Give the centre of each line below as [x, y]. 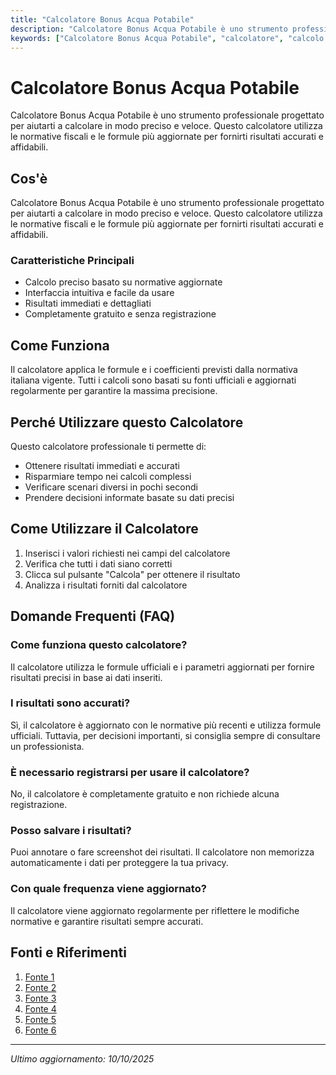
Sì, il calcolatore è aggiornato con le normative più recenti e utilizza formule [166, 725]
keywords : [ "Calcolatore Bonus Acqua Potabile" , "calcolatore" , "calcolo [167, 38]
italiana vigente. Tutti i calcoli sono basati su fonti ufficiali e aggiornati [153, 380]
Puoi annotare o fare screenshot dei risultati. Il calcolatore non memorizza [162, 852]
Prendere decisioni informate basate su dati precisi [129, 498]
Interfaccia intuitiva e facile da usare [99, 293]
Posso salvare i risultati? [71, 831]
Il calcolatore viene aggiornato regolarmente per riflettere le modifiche [155, 910]
